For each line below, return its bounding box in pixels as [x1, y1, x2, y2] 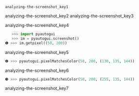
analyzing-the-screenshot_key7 [5, 85, 69, 91]
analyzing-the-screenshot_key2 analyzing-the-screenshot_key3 [5, 13, 134, 19]
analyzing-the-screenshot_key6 [5, 68, 69, 73]
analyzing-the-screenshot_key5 [5, 49, 69, 55]
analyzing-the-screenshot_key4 [5, 22, 69, 28]
